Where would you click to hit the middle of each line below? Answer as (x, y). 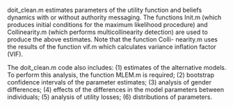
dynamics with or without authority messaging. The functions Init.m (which (114, 17)
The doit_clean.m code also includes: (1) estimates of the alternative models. (117, 67)
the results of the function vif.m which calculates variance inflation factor (112, 47)
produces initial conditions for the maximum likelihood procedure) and (107, 25)
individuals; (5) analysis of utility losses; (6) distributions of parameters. (110, 97)
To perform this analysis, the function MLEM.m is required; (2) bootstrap (111, 75)
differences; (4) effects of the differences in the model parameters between (116, 90)
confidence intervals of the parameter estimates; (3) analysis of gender (110, 82)
